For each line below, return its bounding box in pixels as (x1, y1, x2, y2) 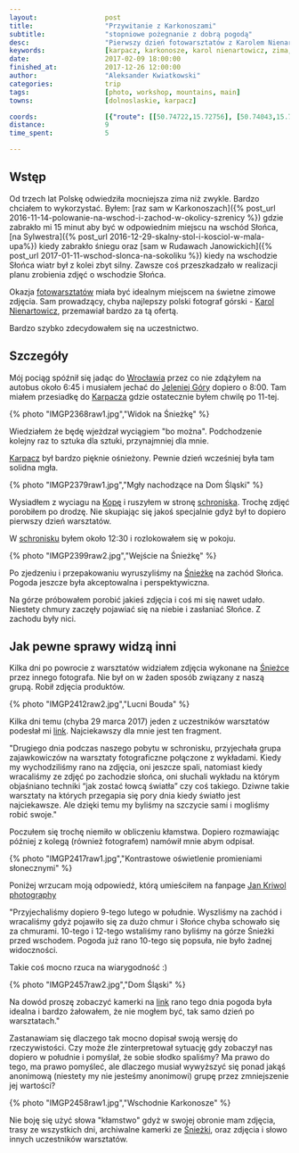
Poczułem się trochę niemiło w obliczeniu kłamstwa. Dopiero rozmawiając (9, 826, 280, 837)
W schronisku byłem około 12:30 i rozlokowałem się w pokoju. (9, 533, 236, 543)
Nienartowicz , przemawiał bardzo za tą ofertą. (9, 305, 179, 316)
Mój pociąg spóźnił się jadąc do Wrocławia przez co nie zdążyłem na (9, 372, 262, 383)
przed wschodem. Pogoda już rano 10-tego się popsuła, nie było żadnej (9, 935, 272, 946)
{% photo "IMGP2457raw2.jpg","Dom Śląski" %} (9, 979, 186, 991)
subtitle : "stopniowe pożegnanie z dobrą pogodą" (9, 29, 253, 38)
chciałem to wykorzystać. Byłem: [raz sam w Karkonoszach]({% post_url (9, 203, 276, 213)
